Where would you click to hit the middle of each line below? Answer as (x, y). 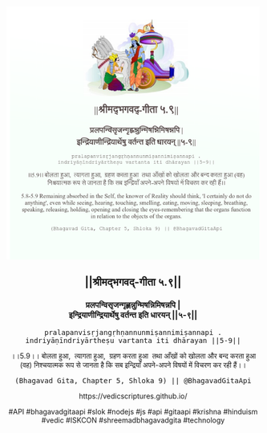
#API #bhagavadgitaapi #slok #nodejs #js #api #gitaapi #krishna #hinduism (133, 411)
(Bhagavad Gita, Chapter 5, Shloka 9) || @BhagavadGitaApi (133, 380)
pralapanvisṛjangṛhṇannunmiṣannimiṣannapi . (133, 332)
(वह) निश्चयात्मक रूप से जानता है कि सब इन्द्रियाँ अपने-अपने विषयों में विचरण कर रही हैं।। (133, 365)
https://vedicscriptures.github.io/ (133, 396)
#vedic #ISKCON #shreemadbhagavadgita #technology (133, 420)
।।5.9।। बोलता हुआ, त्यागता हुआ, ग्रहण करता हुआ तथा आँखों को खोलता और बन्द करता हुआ (133, 356)
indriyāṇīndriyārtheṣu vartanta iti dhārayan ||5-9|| (133, 340)
